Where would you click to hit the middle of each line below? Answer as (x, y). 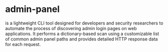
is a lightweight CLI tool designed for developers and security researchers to (84, 23)
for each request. (23, 44)
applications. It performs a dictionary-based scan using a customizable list (82, 33)
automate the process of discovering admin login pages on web (71, 28)
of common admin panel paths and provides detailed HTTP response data (81, 39)
